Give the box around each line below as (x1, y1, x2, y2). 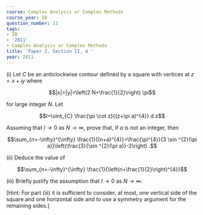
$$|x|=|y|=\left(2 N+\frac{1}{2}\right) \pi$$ (48, 88, 156, 96)
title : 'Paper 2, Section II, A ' (6, 48, 94, 55)
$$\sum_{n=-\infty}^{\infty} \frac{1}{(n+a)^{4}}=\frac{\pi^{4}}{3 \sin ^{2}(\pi (7, 136, 198, 143)
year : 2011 (6, 54, 34, 60)
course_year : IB (6, 15, 47, 21)
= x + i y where (6, 77, 43, 84)
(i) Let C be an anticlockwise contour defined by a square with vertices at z (6, 70, 194, 78)
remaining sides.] (6, 202, 50, 209)
